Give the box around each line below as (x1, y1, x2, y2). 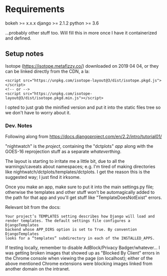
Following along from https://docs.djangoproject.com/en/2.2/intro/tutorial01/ (5, 134, 162, 140)
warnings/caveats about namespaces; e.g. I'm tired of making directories (5, 164, 156, 170)
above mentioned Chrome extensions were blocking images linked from (5, 260, 153, 266)
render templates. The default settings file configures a (5, 218, 131, 223)
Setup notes (5, 50, 44, 58)
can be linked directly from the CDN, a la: (5, 68, 90, 74)
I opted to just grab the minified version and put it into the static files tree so (5, 104, 161, 110)
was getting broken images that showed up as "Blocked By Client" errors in (5, 250, 160, 256)
